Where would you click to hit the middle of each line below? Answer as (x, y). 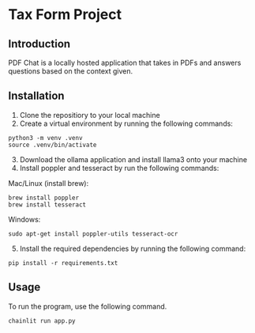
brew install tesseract (47, 204)
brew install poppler (44, 198)
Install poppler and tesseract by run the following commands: (119, 168)
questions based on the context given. (70, 71)
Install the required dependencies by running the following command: (133, 248)
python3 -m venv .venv (45, 138)
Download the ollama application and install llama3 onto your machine (133, 159)
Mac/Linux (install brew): (49, 183)
